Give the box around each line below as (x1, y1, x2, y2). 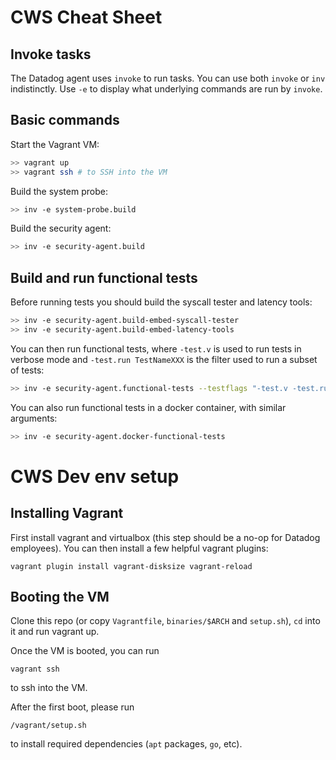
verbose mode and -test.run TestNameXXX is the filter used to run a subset (10, 353, 318, 365)
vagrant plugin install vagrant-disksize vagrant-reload (10, 561, 253, 571)
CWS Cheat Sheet (10, 6, 163, 29)
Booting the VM (10, 589, 110, 606)
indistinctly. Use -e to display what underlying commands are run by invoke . (10, 83, 323, 95)
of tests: (10, 364, 45, 376)
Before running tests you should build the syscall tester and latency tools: (10, 296, 313, 308)
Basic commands (10, 112, 120, 129)
